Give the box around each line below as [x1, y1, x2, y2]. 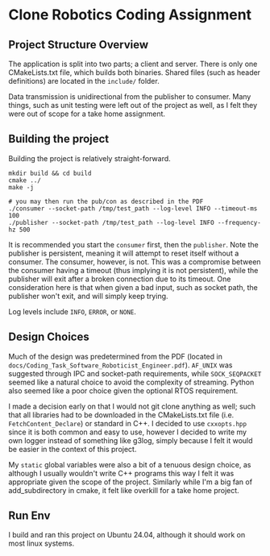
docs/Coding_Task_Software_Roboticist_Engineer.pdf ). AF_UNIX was [8, 360, 233, 370]
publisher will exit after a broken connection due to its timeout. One [8, 274, 231, 284]
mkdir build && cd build [8, 169, 92, 177]
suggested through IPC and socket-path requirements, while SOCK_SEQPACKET [8, 368, 262, 378]
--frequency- [217, 218, 262, 226]
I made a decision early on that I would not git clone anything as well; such [8, 401, 256, 411]
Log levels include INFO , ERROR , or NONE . [8, 306, 137, 316]
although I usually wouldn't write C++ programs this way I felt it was [8, 468, 235, 478]
